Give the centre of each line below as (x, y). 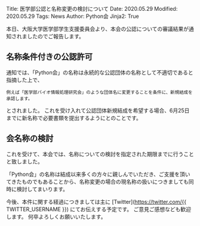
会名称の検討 (30, 139)
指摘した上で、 (24, 80)
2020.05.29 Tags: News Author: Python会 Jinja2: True (73, 16)
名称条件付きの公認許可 (49, 57)
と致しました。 (24, 161)
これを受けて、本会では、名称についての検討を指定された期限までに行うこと (100, 154)
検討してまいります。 (42, 189)
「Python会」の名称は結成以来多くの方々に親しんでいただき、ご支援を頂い (98, 174)
